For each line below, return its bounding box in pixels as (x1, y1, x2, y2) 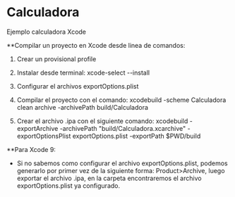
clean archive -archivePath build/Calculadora (16, 103, 149, 111)
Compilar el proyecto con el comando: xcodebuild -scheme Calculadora (16, 96, 227, 104)
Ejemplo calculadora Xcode (6, 27, 86, 36)
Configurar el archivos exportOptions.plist (16, 82, 139, 90)
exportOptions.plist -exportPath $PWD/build (72, 132, 201, 140)
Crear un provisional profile (16, 54, 97, 63)
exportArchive (16, 124, 59, 132)
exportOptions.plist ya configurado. (16, 181, 121, 190)
